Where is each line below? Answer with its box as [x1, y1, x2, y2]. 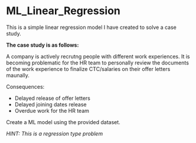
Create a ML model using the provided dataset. [6, 118, 121, 125]
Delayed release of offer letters [14, 95, 90, 102]
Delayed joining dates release [14, 100, 87, 108]
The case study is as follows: [6, 41, 79, 48]
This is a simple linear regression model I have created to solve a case [6, 24, 177, 31]
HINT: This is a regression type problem [6, 130, 103, 137]
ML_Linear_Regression [6, 4, 121, 18]
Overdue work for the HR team [14, 107, 90, 114]
